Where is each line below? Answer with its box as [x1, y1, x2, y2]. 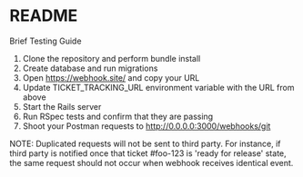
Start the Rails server [22, 101, 102, 112]
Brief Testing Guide [9, 35, 82, 46]
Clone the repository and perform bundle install [22, 53, 201, 64]
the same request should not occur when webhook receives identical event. [9, 157, 294, 168]
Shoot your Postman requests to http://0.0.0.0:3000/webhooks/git [22, 120, 271, 132]
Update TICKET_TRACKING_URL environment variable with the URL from [22, 82, 295, 93]
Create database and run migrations [22, 63, 158, 74]
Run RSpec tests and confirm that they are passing [22, 111, 214, 122]
